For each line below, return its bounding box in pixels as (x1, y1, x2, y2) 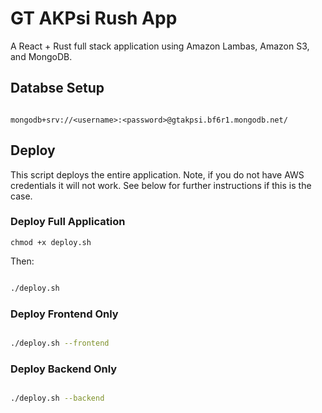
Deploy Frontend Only (10, 307, 119, 321)
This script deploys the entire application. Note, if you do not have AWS (10, 168, 305, 181)
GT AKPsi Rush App (10, 7, 178, 30)
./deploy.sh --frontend (10, 338, 110, 349)
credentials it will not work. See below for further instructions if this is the (10, 179, 312, 191)
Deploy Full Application (10, 215, 126, 229)
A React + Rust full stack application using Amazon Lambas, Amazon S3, (10, 40, 310, 52)
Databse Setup (10, 80, 105, 97)
